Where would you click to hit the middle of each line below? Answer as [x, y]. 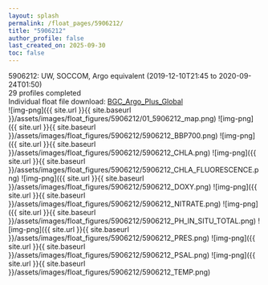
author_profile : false [46, 38]
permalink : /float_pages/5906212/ [66, 23]
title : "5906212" [37, 31]
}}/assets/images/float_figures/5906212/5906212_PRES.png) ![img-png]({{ [132, 238]
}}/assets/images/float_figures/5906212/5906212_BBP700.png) [113, 136]
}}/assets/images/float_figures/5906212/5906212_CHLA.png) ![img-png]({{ [132, 153]
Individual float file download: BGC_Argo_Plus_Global [95, 102]
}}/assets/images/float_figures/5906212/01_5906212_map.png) [112, 118]
